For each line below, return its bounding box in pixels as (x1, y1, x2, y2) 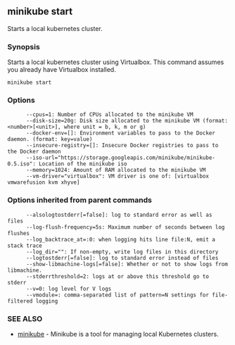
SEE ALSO (7, 313, 43, 323)
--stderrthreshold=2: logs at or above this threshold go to (25, 272, 210, 280)
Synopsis (7, 42, 40, 51)
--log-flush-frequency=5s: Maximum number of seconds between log (25, 223, 225, 231)
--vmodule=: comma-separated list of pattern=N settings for (25, 291, 210, 299)
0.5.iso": (7, 161, 37, 168)
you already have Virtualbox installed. (7, 65, 116, 74)
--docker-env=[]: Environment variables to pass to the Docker (25, 130, 216, 137)
